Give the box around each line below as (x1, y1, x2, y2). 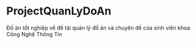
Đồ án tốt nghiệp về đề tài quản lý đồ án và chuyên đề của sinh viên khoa (6, 24, 191, 31)
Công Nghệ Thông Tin (6, 30, 63, 37)
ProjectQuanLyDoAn (6, 4, 111, 18)
